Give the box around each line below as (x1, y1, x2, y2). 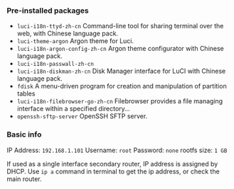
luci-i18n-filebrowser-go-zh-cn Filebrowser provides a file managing (16, 97, 223, 105)
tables (16, 89, 36, 98)
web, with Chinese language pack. (16, 29, 119, 38)
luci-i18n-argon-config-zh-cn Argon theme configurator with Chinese (16, 45, 225, 53)
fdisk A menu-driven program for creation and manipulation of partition (16, 82, 227, 91)
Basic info (6, 130, 42, 139)
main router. (6, 174, 42, 183)
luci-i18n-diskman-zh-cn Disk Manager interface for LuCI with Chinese (16, 67, 226, 76)
